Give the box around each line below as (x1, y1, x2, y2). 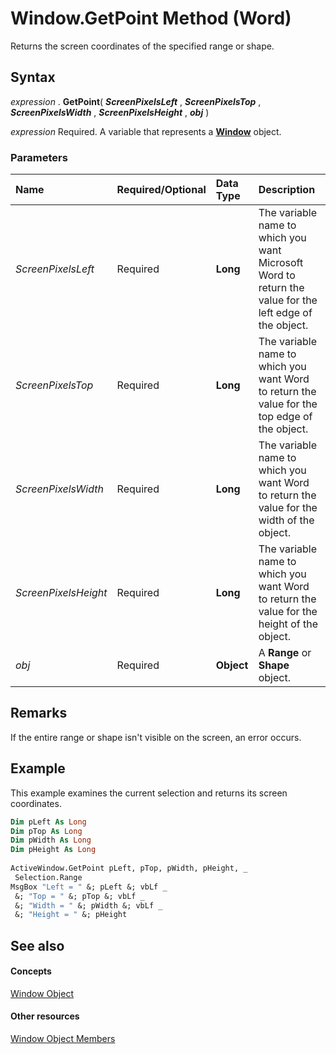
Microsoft (258, 256, 304, 270)
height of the (258, 617, 318, 631)
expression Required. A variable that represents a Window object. (10, 125, 282, 137)
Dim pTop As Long (10, 826, 83, 836)
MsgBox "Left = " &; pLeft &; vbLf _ (10, 882, 168, 892)
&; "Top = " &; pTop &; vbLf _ (14, 891, 145, 901)
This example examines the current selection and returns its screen (10, 787, 288, 799)
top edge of (258, 410, 313, 424)
